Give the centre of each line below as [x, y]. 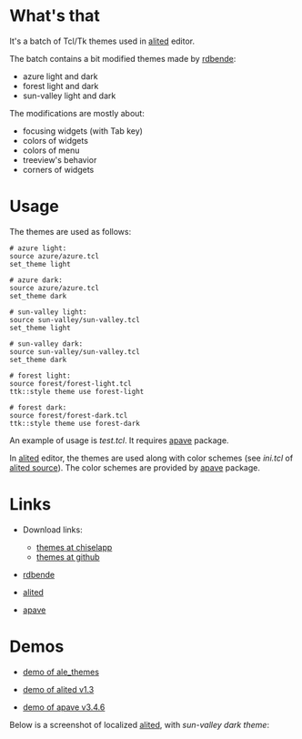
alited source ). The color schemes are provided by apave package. [135, 467]
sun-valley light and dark [69, 96]
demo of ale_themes [61, 672]
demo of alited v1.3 [58, 689]
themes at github [68, 557]
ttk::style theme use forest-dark [75, 423]
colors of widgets [55, 140]
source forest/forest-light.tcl [70, 383]
